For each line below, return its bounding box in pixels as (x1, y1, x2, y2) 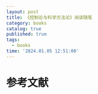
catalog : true (6, 25, 42, 32)
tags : (6, 37, 20, 43)
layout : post (6, 8, 39, 15)
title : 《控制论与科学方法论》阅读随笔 (6, 14, 93, 20)
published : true (6, 31, 47, 37)
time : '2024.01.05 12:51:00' (6, 48, 79, 54)
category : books (6, 20, 47, 26)
